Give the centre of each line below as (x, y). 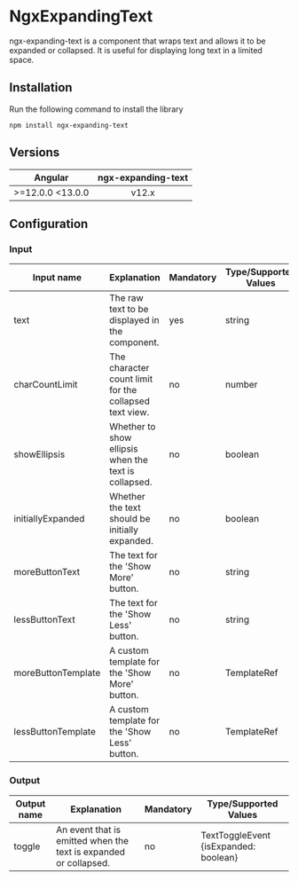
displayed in (134, 320)
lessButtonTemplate (55, 732)
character (129, 368)
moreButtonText (47, 572)
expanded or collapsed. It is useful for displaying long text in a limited (136, 50)
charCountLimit (46, 385)
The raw (126, 298)
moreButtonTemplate (57, 673)
